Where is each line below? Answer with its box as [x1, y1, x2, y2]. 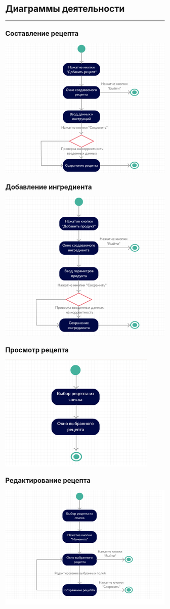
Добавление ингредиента [5, 183, 92, 192]
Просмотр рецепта [5, 346, 69, 354]
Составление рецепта [5, 29, 79, 38]
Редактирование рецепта [5, 476, 91, 485]
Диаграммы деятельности [5, 3, 125, 15]
